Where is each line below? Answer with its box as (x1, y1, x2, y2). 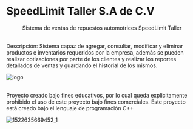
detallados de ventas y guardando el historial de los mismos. (6, 62, 158, 69)
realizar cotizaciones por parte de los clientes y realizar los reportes (6, 55, 177, 62)
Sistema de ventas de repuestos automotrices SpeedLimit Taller (22, 24, 182, 31)
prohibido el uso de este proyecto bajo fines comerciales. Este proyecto (6, 98, 186, 105)
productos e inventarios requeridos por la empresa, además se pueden (6, 48, 184, 56)
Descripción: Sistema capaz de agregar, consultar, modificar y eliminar (6, 42, 183, 50)
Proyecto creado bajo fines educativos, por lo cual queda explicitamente (6, 91, 188, 99)
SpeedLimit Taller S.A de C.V (6, 4, 155, 18)
